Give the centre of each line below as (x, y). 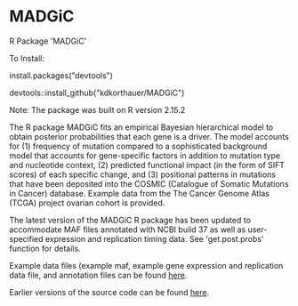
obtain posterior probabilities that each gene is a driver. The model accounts (149, 136)
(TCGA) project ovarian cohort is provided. (87, 203)
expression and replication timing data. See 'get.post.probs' (154, 238)
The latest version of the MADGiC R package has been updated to (130, 220)
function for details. (45, 248)
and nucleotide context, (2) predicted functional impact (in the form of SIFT (147, 165)
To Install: (27, 58)
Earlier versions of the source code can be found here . (109, 292)
